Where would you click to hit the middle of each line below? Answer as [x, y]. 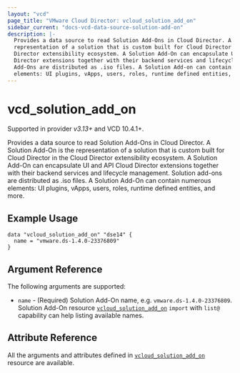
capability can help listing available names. [81, 316]
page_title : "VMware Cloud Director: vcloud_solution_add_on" [102, 21]
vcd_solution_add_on [72, 109]
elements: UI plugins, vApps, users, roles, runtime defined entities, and [111, 188]
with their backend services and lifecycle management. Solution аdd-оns [115, 173]
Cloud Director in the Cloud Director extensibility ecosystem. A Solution [112, 158]
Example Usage [43, 218]
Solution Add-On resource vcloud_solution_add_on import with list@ [119, 308]
